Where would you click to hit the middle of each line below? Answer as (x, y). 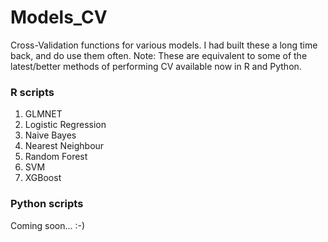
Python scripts (47, 204)
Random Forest (56, 157)
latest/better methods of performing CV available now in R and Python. (156, 66)
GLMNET (43, 114)
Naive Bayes (50, 135)
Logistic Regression (65, 125)
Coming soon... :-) (48, 225)
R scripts (32, 92)
